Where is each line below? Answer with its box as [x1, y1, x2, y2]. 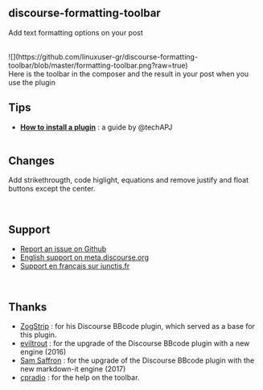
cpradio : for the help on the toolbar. [19, 373, 140, 383]
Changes [8, 154, 55, 168]
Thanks [8, 300, 47, 314]
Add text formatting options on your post [8, 27, 143, 37]
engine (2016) [19, 347, 67, 357]
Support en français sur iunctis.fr [19, 261, 130, 271]
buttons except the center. [8, 184, 96, 194]
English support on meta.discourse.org [19, 252, 150, 262]
